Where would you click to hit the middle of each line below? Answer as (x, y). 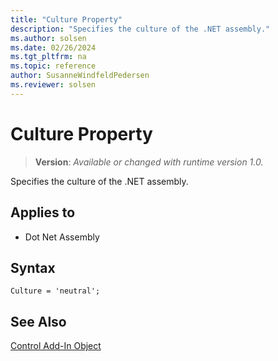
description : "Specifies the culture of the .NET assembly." (140, 29)
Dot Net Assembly (62, 237)
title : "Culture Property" (66, 19)
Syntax (33, 267)
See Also (38, 321)
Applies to (43, 212)
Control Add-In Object (56, 346)
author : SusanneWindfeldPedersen (80, 76)
